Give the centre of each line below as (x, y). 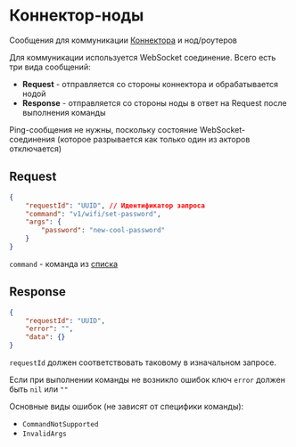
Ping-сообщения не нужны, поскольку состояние (103, 129)
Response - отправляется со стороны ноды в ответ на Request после (154, 102)
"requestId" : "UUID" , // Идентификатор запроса (115, 206)
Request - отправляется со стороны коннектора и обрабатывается (150, 84)
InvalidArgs (44, 434)
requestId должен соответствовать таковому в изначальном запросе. (143, 362)
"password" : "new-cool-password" (103, 231)
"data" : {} (45, 337)
